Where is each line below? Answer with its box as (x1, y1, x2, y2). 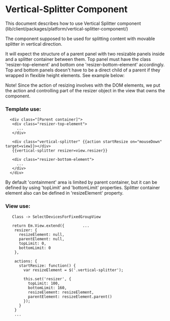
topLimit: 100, (27, 280, 60, 286)
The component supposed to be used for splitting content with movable (5, 35, 155, 42)
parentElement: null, (18, 236, 65, 241)
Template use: (5, 105, 42, 113)
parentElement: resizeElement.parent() (27, 294, 113, 299)
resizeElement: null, (18, 232, 65, 237)
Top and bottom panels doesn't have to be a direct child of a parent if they (5, 67, 161, 73)
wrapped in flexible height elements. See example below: (5, 72, 125, 78)
